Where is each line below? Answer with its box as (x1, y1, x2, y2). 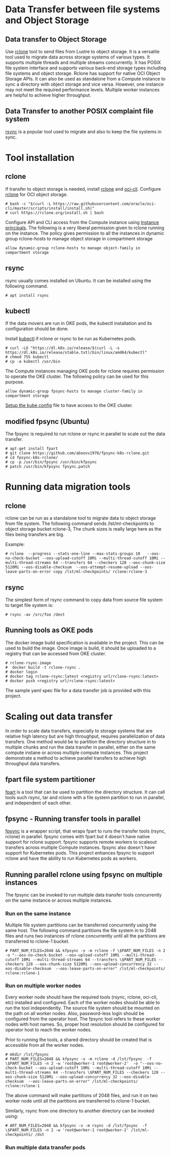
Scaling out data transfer (5, 711, 113, 722)
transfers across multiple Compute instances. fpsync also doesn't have (5, 844, 155, 850)
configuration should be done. (5, 326, 69, 332)
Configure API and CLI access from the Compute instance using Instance (5, 219, 159, 225)
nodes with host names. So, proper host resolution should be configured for (5, 1021, 165, 1027)
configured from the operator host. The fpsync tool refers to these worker (5, 1016, 161, 1022)
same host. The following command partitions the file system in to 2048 (5, 927, 157, 934)
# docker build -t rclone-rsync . (5, 665, 81, 670)
